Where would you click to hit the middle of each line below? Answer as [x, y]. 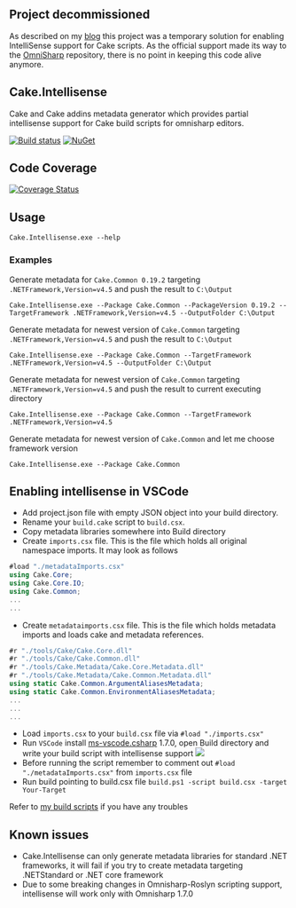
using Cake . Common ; [45, 591]
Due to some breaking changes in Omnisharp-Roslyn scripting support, [152, 884]
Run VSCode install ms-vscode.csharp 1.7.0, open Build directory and [145, 743]
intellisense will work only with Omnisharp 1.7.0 [107, 894]
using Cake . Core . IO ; [47, 584]
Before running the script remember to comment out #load [129, 763]
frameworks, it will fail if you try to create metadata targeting [132, 865]
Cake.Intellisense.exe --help [65, 238]
